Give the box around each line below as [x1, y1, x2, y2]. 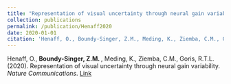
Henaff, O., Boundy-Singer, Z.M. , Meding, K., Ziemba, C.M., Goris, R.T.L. [7, 54, 214, 63]
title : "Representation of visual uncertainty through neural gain [7, 10, 205, 17]
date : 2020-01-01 [7, 29, 57, 36]
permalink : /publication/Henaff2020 [7, 23, 112, 30]
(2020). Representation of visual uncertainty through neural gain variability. [7, 62, 221, 70]
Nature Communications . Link [7, 70, 92, 78]
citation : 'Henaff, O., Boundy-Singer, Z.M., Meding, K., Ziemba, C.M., [7, 36, 220, 43]
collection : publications [7, 17, 81, 23]
